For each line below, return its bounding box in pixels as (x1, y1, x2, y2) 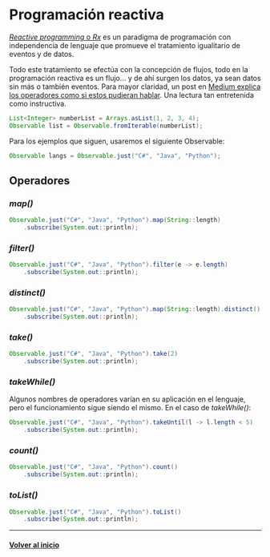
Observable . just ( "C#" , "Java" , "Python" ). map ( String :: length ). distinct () (9, 305, 261, 313)
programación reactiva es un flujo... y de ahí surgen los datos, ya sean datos (9, 73, 261, 83)
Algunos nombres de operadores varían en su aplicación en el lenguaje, (9, 394, 247, 404)
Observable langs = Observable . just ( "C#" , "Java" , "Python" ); (9, 151, 221, 159)
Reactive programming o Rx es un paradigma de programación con (9, 32, 232, 42)
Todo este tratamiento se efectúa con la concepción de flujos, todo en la (9, 64, 248, 74)
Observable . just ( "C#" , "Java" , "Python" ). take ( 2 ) (9, 350, 179, 358)
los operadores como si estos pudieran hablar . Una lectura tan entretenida (9, 90, 255, 99)
